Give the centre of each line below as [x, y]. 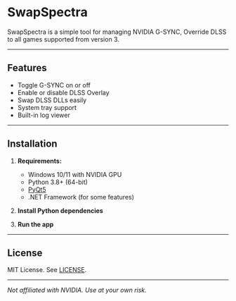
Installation [32, 144]
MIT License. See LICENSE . [47, 270]
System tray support [47, 107]
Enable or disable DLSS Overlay [64, 92]
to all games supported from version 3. [63, 39]
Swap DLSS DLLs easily [52, 100]
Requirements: [39, 161]
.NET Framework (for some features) [81, 197]
